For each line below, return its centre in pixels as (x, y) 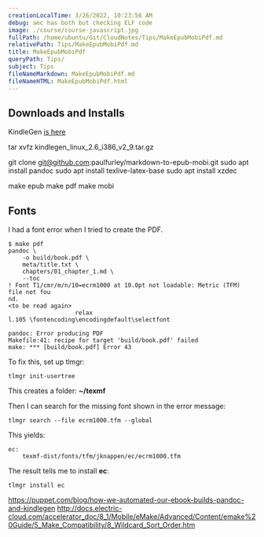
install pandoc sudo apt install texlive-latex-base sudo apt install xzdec (123, 171)
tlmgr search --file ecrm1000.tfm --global (81, 421)
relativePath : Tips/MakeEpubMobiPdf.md (73, 45)
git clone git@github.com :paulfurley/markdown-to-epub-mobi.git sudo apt (128, 163)
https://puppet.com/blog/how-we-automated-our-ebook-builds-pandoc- (126, 500)
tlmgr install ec (37, 486)
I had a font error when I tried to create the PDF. (86, 230)
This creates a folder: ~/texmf (57, 391)
